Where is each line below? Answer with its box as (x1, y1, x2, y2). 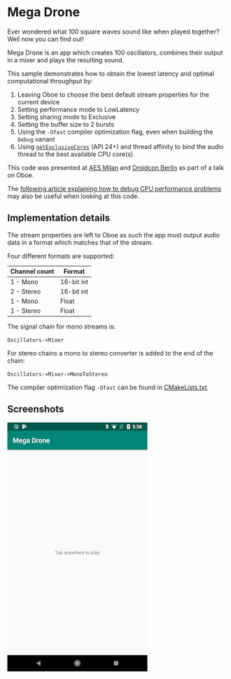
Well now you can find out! (7, 34, 84, 43)
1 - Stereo (10, 307, 41, 315)
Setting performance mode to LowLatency (17, 105, 140, 113)
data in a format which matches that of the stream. (7, 238, 153, 246)
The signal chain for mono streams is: (7, 322, 116, 330)
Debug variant (17, 134, 55, 143)
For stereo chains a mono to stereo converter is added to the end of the (7, 349, 213, 357)
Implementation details (7, 212, 111, 224)
